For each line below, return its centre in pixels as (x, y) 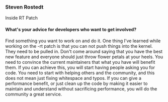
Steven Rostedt (24, 7)
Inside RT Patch (21, 18)
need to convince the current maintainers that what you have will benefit (80, 62)
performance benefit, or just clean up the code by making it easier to (76, 83)
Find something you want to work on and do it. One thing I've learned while (83, 41)
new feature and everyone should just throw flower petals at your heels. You (84, 57)
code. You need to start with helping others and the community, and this (80, 73)
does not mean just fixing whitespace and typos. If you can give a (73, 78)
